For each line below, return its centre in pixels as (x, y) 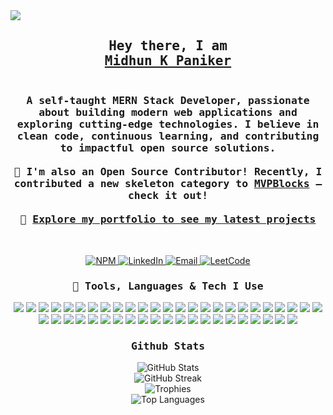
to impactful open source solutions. (168, 148)
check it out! (168, 196)
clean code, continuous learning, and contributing (168, 136)
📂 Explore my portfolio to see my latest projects (168, 219)
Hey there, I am (168, 46)
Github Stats (168, 346)
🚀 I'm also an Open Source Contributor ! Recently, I (168, 172)
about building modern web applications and (168, 112)
